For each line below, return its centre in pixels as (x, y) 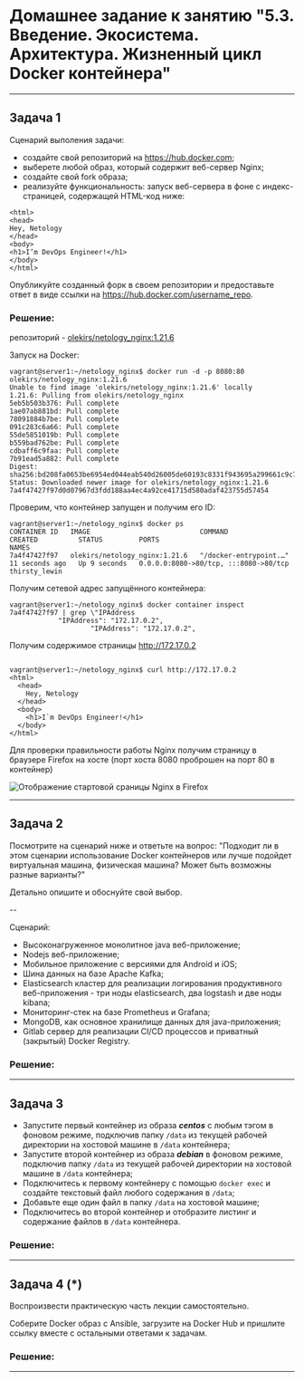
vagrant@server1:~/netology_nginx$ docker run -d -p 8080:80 (127, 372)
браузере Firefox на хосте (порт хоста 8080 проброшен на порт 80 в (142, 760)
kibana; (36, 1002)
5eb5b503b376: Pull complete (64, 404)
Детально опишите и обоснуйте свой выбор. (96, 892)
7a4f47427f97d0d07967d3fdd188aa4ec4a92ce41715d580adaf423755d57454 (139, 491)
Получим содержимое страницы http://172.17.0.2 (103, 646)
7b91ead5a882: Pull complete (64, 459)
